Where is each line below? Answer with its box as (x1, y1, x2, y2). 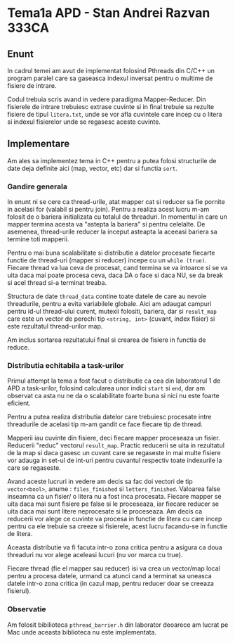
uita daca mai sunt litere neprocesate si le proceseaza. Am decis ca (7, 507, 203, 516)
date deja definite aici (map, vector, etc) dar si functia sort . (7, 164, 177, 172)
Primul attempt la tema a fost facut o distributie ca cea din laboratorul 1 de (7, 376, 221, 385)
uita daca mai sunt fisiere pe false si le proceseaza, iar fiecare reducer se (7, 499, 220, 508)
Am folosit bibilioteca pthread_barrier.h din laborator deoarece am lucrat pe (7, 620, 229, 629)
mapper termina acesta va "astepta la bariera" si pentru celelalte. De (7, 220, 206, 229)
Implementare (7, 138, 70, 150)
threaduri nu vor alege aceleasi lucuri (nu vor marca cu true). (7, 551, 183, 559)
